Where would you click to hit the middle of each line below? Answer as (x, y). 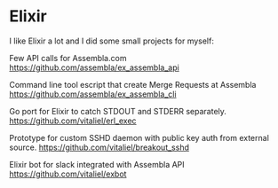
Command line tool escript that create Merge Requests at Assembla (133, 84)
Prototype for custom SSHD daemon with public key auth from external (139, 137)
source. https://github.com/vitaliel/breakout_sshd (99, 147)
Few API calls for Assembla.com (68, 58)
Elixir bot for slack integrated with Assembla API (97, 164)
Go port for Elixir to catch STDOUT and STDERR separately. (118, 111)
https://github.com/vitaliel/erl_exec (73, 121)
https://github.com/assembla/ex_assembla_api (94, 67)
